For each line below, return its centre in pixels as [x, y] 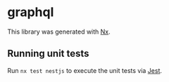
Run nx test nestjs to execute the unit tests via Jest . [85, 70]
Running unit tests [48, 54]
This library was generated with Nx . [59, 32]
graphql [31, 12]
